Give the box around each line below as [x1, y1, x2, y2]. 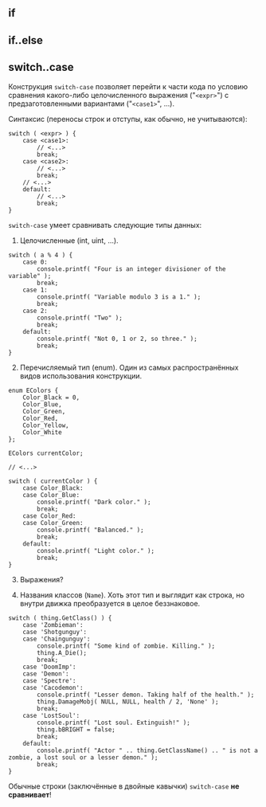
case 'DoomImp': [22, 663, 77, 671]
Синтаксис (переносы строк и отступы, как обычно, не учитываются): [8, 114, 248, 123]
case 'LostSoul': [22, 711, 80, 719]
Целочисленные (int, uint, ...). [19, 235, 119, 245]
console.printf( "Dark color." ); [37, 498, 151, 506]
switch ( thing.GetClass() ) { [8, 613, 112, 622]
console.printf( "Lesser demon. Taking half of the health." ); [37, 691, 255, 699]
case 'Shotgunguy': [22, 628, 88, 636]
